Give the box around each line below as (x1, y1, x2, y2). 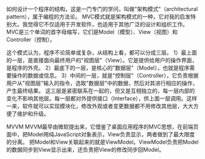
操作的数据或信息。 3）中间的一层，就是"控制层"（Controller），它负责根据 (11, 72, 199, 79)
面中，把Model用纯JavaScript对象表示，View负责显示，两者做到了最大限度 (6, 131, 195, 138)
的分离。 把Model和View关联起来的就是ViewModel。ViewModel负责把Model (6, 138, 199, 146)
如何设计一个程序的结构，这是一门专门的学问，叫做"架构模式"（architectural (6, 6, 198, 12)
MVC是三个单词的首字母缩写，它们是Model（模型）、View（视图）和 (6, 28, 178, 35)
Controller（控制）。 (6, 36, 56, 43)
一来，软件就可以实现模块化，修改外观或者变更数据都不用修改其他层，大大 (6, 103, 193, 109)
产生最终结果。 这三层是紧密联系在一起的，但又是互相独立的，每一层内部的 (6, 87, 195, 94)
